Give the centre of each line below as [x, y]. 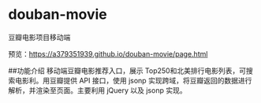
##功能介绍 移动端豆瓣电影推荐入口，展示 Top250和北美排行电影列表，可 [127, 70]
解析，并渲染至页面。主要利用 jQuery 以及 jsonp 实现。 [97, 90]
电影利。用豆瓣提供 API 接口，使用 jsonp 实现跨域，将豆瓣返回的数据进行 [133, 80]
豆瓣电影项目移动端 [39, 37]
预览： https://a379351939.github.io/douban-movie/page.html [108, 53]
